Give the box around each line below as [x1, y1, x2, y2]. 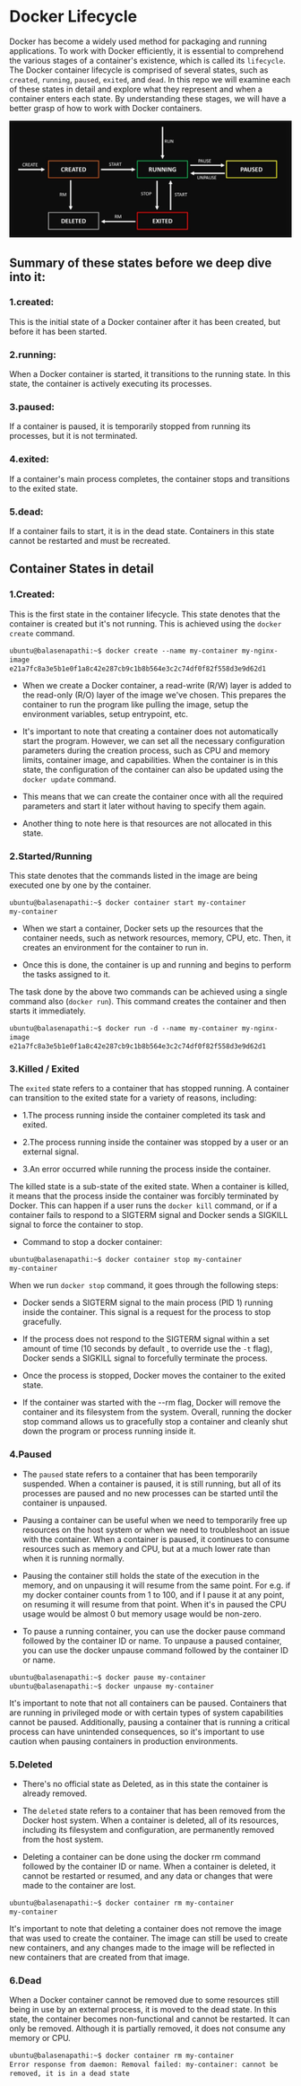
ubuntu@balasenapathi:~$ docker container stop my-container [9, 1255, 243, 1265]
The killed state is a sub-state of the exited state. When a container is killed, [9, 1181, 289, 1192]
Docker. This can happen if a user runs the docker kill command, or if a [9, 1200, 278, 1211]
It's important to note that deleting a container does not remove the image [9, 1923, 282, 1933]
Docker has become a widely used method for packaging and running [9, 36, 267, 47]
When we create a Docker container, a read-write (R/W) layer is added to [21, 679, 292, 690]
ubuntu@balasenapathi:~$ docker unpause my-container [9, 1681, 215, 1691]
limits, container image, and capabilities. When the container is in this [21, 754, 279, 765]
